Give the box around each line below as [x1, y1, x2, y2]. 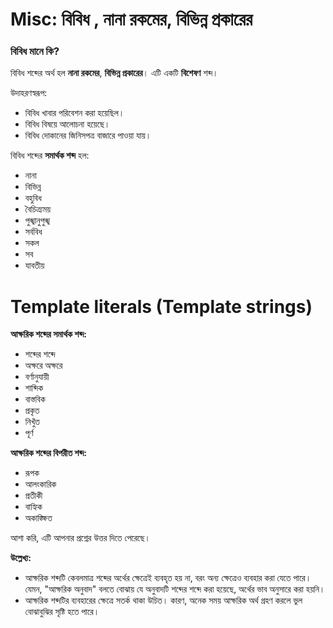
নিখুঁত [24, 416, 40, 428]
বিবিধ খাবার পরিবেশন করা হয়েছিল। [24, 107, 125, 119]
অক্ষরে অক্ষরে [24, 359, 63, 372]
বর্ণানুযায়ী [24, 371, 50, 383]
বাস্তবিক [24, 393, 46, 405]
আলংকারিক [24, 478, 57, 490]
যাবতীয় [24, 259, 45, 272]
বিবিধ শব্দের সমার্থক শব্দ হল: [10, 149, 90, 162]
